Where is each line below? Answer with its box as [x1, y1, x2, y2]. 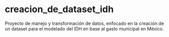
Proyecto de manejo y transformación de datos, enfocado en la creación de [5, 20, 164, 26]
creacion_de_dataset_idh [5, 4, 114, 15]
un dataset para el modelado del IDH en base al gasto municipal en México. [5, 25, 164, 31]
